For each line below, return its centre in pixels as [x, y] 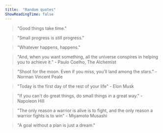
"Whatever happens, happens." [49, 47]
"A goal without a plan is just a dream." [56, 125]
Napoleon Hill [31, 101]
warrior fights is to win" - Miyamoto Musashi [62, 115]
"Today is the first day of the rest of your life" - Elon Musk [75, 86]
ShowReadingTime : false [29, 14]
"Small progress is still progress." [51, 38]
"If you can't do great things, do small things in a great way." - [80, 96]
